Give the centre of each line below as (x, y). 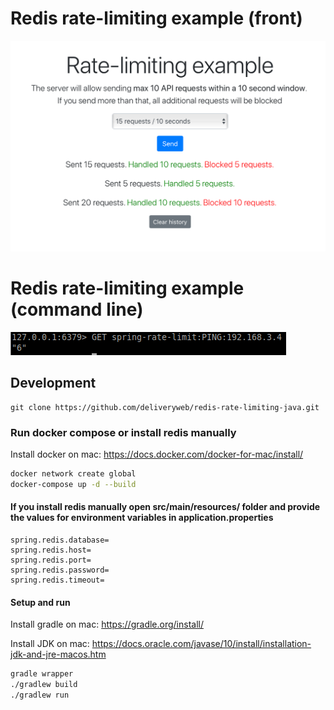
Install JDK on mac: (50, 644)
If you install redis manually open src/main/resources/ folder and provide (165, 507)
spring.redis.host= (51, 550)
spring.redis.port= (51, 560)
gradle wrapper (42, 674)
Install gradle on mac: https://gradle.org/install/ (107, 624)
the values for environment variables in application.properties (142, 518)
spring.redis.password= (60, 570)
